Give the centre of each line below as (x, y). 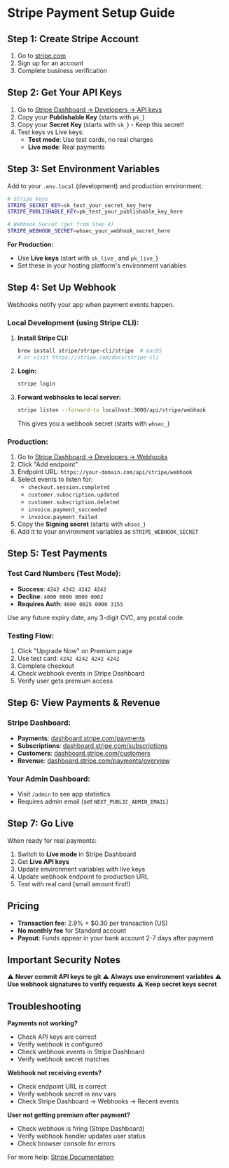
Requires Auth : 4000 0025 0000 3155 (70, 604)
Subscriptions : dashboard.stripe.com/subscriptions (92, 745)
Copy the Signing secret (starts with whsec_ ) (81, 524)
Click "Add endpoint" (48, 464)
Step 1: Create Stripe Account (73, 39)
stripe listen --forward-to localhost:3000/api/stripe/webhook (112, 410)
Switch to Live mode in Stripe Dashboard (77, 854)
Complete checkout (46, 666)
